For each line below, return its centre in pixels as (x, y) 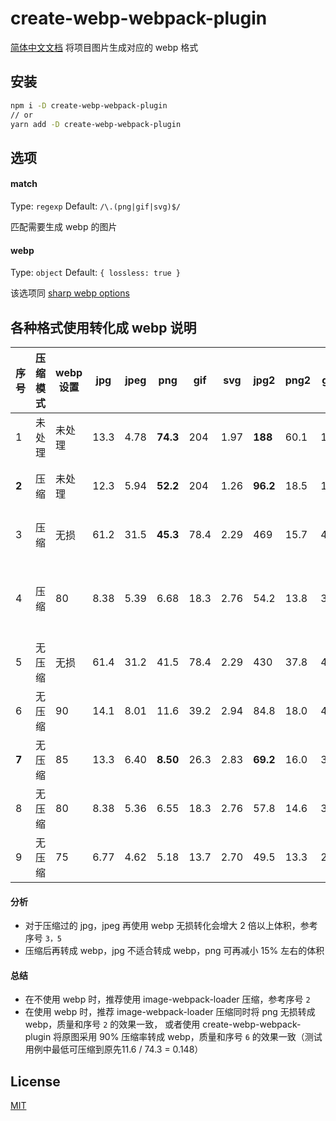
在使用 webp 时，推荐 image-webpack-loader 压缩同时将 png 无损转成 (170, 1012)
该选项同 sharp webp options (70, 293)
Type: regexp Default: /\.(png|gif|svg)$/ (96, 206)
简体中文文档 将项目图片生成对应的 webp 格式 (104, 47)
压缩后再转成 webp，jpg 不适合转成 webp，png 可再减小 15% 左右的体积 (174, 951)
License (35, 1081)
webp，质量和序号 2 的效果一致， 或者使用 (112, 1024)
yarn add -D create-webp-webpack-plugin (96, 124)
